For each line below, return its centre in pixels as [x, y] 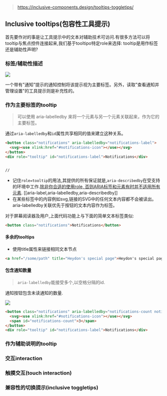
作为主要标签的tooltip [31, 105]
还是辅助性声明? [22, 49]
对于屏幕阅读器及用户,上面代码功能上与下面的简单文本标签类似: [70, 215]
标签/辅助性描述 [24, 63]
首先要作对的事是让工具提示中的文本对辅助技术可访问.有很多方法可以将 [78, 37]
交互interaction [24, 359]
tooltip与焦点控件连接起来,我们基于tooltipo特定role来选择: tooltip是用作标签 [82, 43]
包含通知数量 [18, 270]
